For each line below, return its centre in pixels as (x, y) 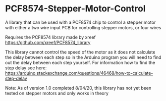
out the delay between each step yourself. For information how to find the (80, 62)
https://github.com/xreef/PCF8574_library (48, 42)
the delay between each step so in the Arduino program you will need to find (83, 57)
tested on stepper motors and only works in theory (57, 93)
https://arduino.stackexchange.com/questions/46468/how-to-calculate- (79, 73)
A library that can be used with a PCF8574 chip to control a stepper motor (81, 22)
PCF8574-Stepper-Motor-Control (76, 9)
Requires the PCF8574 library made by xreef (51, 37)
